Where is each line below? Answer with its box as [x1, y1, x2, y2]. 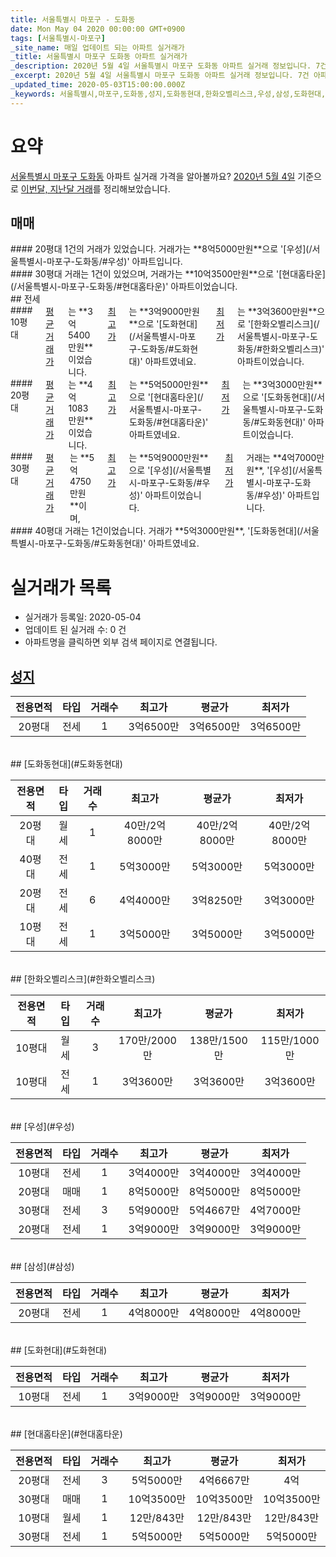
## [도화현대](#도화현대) [10, 1344, 108, 1356]
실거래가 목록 [10, 576, 112, 599]
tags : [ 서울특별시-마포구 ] [10, 33, 107, 43]
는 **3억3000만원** [242, 379, 323, 391]
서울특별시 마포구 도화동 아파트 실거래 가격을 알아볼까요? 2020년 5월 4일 [10, 170, 296, 182]
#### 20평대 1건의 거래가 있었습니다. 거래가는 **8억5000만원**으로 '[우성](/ [10, 243, 313, 255]
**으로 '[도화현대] [128, 318, 198, 330]
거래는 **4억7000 [246, 452, 317, 464]
